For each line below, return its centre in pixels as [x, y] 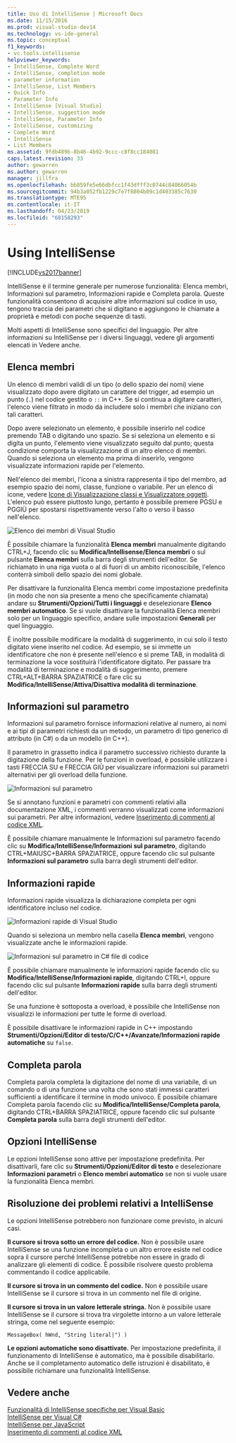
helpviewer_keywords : [39, 60]
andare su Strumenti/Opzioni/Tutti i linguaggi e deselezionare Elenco [110, 603]
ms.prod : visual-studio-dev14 [52, 27]
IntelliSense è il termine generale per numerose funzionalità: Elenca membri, [118, 286]
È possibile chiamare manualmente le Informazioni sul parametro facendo [114, 838]
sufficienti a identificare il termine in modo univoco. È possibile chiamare [112, 1096]
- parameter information [44, 80]
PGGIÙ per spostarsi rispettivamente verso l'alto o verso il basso [101, 509]
